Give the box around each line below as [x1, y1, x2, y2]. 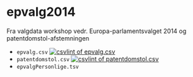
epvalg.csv [16, 49, 48, 56]
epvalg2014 [6, 4, 76, 20]
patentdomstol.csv [16, 56, 70, 63]
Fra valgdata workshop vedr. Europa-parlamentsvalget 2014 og [6, 27, 187, 35]
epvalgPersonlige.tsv [16, 63, 79, 70]
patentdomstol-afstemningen [6, 34, 90, 42]
